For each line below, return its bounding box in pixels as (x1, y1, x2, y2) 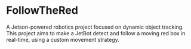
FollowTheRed (6, 4, 79, 17)
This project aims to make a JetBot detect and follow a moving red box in (6, 29, 186, 36)
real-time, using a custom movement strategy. (6, 36, 119, 43)
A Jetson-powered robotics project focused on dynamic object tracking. (6, 23, 184, 30)
